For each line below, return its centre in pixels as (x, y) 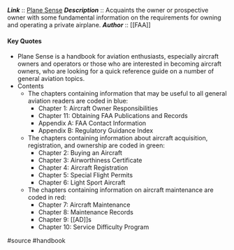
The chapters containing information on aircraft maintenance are (121, 190)
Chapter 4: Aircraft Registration (83, 168)
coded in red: (47, 198)
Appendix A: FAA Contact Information (92, 123)
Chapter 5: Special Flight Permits (86, 175)
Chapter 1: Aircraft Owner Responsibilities (98, 108)
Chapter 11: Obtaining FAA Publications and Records (113, 116)
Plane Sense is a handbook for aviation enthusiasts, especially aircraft (118, 57)
